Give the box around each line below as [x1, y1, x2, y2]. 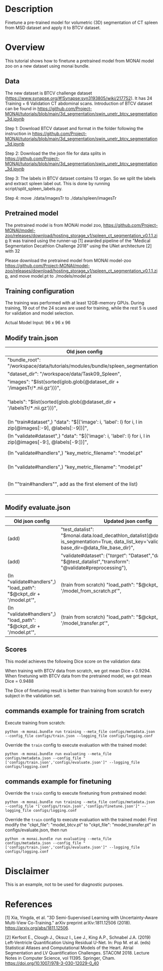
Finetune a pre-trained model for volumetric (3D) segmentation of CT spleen [5, 19, 158, 25]
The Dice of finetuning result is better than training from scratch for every [5, 688, 152, 693]
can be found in [5, 106, 36, 112]
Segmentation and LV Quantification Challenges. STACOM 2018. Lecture [5, 950, 149, 956]
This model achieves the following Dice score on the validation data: [5, 658, 142, 664]
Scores [5, 645, 27, 654]
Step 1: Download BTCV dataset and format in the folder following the [5, 125, 144, 131]
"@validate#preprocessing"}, [60, 564, 128, 571]
